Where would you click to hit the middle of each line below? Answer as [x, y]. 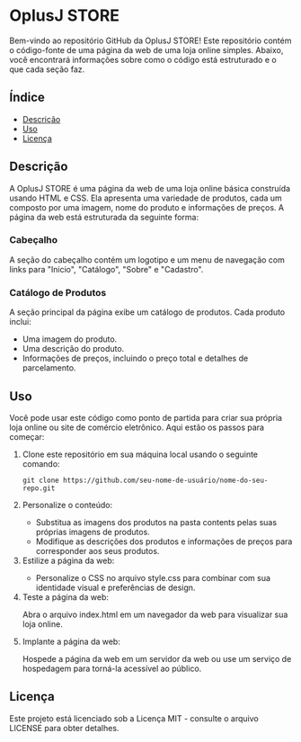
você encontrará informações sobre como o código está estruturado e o [143, 59]
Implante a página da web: [71, 641]
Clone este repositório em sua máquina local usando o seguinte [140, 454]
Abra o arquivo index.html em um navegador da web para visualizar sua [155, 614]
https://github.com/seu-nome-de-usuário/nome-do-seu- [165, 480]
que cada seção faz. [47, 69]
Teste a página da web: [66, 597]
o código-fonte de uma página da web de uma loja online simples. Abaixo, [146, 49]
